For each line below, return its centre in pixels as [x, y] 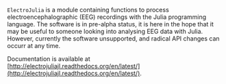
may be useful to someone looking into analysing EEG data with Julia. [105, 31]
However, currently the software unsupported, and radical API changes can [114, 39]
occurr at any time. [34, 46]
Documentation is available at [49, 59]
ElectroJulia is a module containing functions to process [88, 10]
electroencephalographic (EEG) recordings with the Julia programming [107, 17]
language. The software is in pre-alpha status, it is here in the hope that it [110, 24]
